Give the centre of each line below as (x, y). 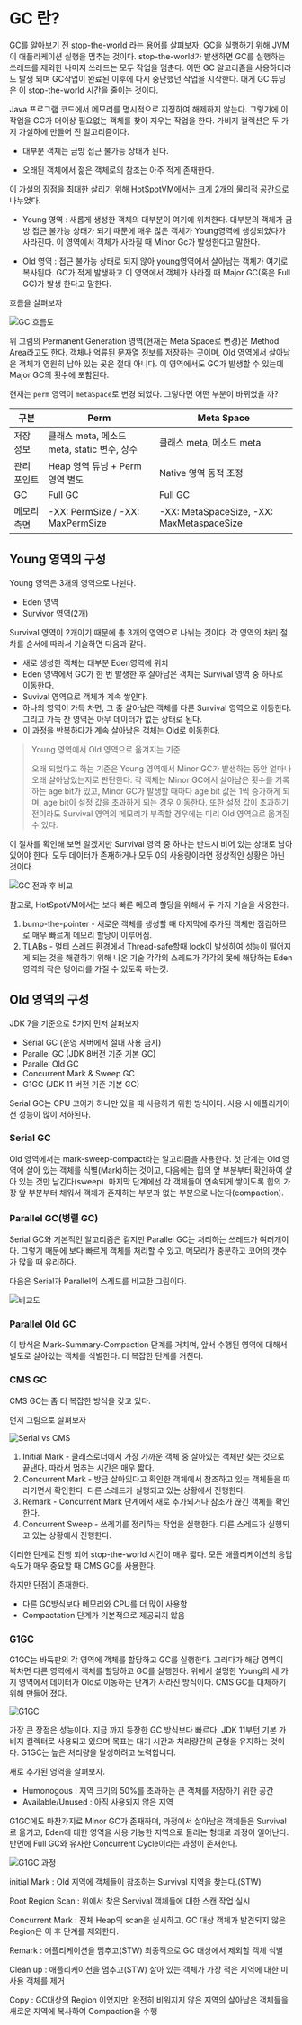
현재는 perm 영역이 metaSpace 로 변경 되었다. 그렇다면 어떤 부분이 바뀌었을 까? (144, 393)
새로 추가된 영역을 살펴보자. (58, 1772)
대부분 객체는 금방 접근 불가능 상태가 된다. (95, 150)
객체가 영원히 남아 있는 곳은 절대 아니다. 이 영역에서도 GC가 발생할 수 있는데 (151, 363)
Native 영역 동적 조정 (201, 472)
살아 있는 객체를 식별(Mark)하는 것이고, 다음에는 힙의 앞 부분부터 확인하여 (154, 1170)
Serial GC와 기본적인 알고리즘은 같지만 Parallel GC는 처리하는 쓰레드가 (133, 1239)
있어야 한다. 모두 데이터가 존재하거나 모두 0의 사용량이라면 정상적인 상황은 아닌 (147, 855)
